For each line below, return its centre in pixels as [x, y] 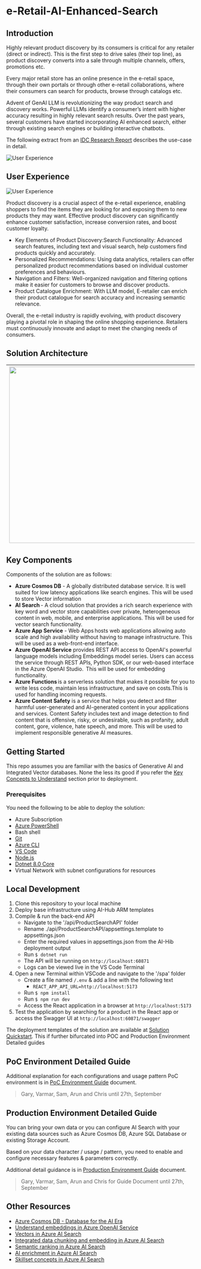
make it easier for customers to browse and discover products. [92, 285]
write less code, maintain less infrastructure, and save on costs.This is [101, 688]
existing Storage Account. [38, 1140]
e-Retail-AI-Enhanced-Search [82, 11]
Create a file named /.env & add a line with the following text [98, 980]
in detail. [17, 146]
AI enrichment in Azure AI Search [56, 1253]
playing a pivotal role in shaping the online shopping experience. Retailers [97, 322]
